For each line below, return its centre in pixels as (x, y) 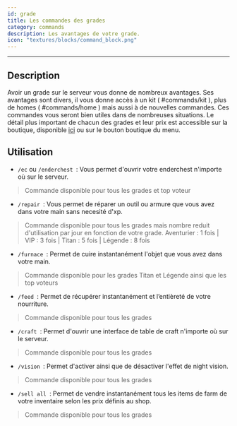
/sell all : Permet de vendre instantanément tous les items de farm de (122, 394)
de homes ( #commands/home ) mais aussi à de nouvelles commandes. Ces (118, 107)
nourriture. (33, 304)
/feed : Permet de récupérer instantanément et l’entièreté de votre (114, 296)
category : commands (36, 27)
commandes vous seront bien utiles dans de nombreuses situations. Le (111, 114)
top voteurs (41, 283)
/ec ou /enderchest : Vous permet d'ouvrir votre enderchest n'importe (120, 169)
